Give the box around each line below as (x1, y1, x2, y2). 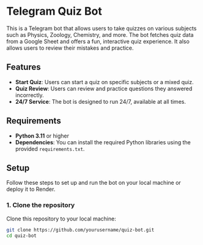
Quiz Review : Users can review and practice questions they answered (15, 85, 193, 92)
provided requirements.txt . (15, 145, 85, 152)
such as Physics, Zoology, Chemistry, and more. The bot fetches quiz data (6, 31, 194, 38)
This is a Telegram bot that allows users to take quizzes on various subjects (6, 25, 197, 32)
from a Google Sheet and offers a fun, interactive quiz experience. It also (6, 37, 190, 45)
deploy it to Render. (6, 185, 56, 193)
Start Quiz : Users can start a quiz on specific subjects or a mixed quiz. (15, 78, 194, 85)
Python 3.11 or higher (15, 132, 69, 139)
